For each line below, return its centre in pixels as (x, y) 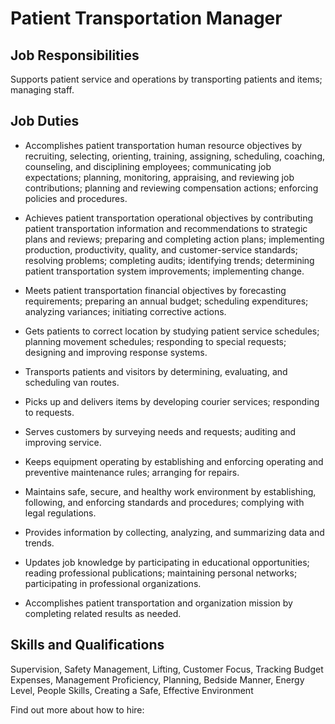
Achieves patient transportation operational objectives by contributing (168, 218)
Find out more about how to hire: (77, 709)
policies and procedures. (76, 198)
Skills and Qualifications (87, 645)
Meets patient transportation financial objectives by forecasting (155, 290)
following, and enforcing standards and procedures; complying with (164, 502)
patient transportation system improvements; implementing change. (164, 271)
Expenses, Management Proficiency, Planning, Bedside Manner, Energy (157, 679)
